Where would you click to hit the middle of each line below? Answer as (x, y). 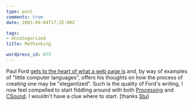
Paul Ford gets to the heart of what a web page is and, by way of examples (97, 71)
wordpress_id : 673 (29, 55)
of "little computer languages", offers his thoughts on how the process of (95, 77)
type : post (19, 11)
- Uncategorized (26, 39)
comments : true (25, 17)
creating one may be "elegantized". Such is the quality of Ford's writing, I (95, 83)
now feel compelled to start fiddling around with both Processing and (90, 90)
